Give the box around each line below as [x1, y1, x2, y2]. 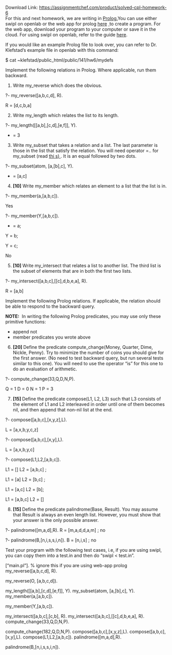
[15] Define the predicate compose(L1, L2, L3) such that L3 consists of [12, 396, 161, 402]
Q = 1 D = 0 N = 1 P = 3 [5, 386, 54, 392]
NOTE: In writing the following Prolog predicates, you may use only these [5, 313, 161, 319]
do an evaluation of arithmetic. [12, 366, 77, 372]
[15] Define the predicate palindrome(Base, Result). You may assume [12, 506, 158, 512]
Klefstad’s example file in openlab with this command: [5, 47, 119, 53]
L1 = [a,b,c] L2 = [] [5, 496, 45, 502]
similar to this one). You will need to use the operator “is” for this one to [12, 361, 163, 366]
